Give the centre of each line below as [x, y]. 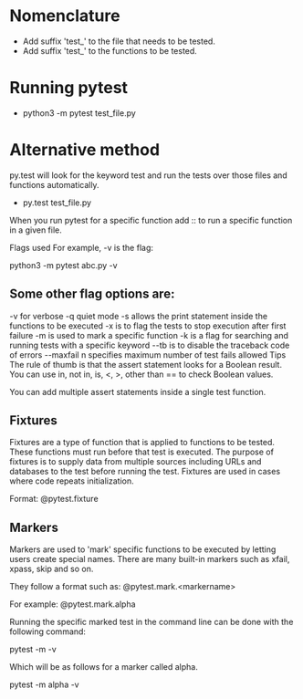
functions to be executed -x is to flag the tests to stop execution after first [148, 326]
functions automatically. [54, 184]
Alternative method [85, 150]
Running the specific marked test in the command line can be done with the [151, 622]
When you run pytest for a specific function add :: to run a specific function [151, 220]
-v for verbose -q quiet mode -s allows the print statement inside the [138, 316]
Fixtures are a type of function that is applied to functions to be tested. [142, 443]
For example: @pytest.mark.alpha [73, 604]
